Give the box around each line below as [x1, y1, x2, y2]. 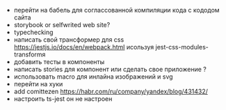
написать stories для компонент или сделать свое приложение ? [13, 65, 207, 73]
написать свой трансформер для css [13, 36, 124, 44]
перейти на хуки [13, 80, 63, 88]
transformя [13, 50, 46, 58]
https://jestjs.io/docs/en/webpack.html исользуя [13, 43, 154, 51]
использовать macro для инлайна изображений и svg [13, 72, 173, 81]
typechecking [13, 28, 54, 36]
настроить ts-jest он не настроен [13, 95, 113, 103]
